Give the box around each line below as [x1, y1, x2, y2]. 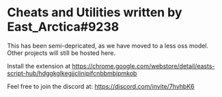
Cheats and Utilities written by [7, 5, 182, 20]
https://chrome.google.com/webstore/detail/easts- [72, 62, 215, 70]
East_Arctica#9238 [7, 19, 120, 35]
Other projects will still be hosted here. [7, 49, 116, 57]
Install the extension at [7, 62, 71, 70]
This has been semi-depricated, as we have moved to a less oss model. [7, 41, 209, 50]
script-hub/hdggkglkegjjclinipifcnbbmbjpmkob [7, 69, 137, 77]
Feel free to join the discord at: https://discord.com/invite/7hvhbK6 [7, 82, 195, 90]
